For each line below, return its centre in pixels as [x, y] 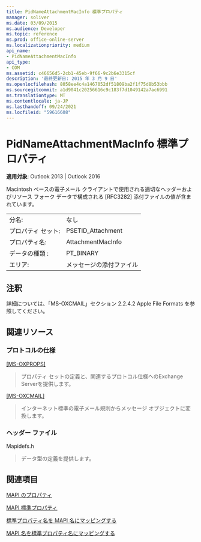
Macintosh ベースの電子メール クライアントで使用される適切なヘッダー [94, 189]
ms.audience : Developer [36, 29]
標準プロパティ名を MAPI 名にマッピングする [61, 520]
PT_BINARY [82, 253]
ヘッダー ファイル [31, 433]
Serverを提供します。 [47, 384]
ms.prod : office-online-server [45, 40]
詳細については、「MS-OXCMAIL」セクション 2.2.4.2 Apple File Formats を [98, 304]
